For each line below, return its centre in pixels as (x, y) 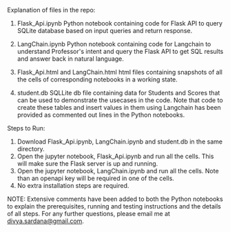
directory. (31, 149)
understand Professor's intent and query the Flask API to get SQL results (120, 51)
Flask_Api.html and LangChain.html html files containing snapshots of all (119, 72)
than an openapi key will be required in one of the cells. (95, 178)
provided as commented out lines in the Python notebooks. (101, 115)
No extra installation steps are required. (73, 185)
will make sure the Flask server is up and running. (87, 164)
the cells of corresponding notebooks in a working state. (97, 79)
